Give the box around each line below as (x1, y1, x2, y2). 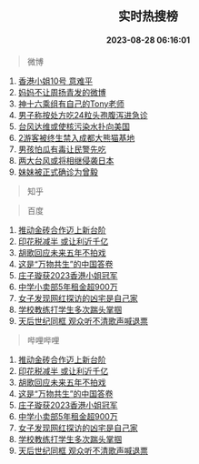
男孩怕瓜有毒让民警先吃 (17, 144, 106, 155)
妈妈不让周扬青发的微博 (17, 86, 106, 97)
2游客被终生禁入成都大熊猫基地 (17, 132, 135, 143)
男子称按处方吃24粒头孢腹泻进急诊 (17, 109, 148, 120)
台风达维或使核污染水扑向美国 (17, 121, 130, 132)
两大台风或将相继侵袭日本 (17, 155, 114, 166)
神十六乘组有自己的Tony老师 (17, 98, 125, 109)
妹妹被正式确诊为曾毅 (17, 166, 98, 177)
